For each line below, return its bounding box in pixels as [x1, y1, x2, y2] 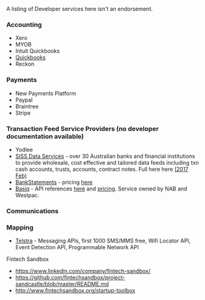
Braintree [15, 102, 39, 110]
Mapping [6, 223, 34, 231]
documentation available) [6, 132, 84, 140]
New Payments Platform [15, 89, 76, 97]
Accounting [6, 20, 42, 29]
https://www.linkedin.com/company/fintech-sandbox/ [15, 268, 151, 275]
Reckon [15, 61, 35, 68]
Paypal [15, 96, 33, 103]
